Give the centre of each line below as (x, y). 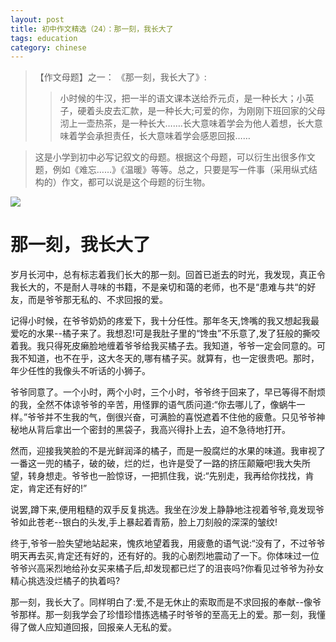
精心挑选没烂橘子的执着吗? (65, 581)
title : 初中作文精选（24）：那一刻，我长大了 (92, 29)
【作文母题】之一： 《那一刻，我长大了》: (120, 77)
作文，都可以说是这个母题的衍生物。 (136, 182)
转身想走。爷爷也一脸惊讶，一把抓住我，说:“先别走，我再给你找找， (166, 476)
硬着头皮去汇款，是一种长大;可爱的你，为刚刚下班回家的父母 (201, 111)
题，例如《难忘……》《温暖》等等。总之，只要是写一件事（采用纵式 (171, 170)
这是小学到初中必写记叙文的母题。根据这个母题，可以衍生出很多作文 (175, 157)
